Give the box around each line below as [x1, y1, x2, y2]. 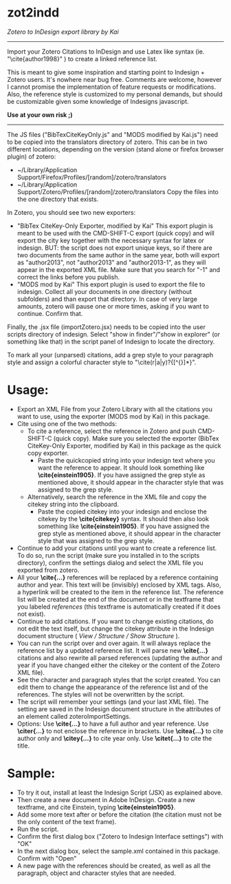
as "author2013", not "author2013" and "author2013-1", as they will [16, 258, 206, 266]
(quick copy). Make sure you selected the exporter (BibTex [53, 434, 219, 442]
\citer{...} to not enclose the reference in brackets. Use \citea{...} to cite [16, 726, 223, 735]
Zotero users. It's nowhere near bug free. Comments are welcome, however [7, 75, 222, 83]
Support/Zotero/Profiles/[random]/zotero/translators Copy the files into [16, 187, 219, 196]
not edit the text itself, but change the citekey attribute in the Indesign [16, 624, 214, 633]
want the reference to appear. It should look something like [37, 463, 205, 472]
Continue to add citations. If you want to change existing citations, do [16, 617, 214, 625]
